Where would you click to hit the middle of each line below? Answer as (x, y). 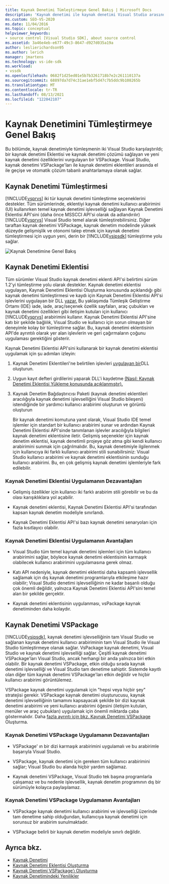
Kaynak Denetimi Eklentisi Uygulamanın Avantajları (69, 541)
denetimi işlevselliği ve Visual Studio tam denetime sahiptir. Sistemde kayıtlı (83, 669)
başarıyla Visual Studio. (37, 752)
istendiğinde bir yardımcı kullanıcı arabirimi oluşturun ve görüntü (79, 404)
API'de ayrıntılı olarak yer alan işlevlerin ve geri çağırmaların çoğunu (75, 333)
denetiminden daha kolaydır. (42, 609)
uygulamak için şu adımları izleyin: (41, 353)
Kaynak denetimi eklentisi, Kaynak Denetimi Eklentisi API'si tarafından (84, 507)
